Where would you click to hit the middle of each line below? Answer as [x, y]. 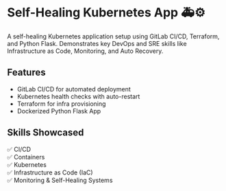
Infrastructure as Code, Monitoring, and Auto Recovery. [85, 51]
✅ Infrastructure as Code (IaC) [50, 172]
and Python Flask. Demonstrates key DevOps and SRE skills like [97, 43]
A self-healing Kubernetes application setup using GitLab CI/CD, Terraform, [113, 36]
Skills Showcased [46, 133]
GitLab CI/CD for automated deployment [74, 89]
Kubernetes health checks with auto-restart [78, 96]
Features [26, 72]
